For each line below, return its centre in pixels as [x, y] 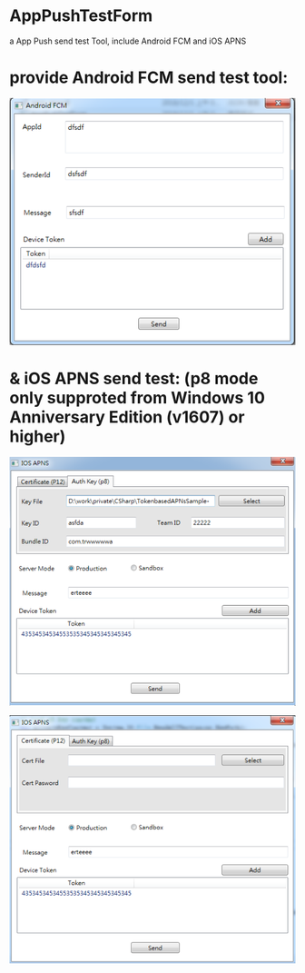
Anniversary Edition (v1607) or [127, 417]
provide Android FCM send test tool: [149, 78]
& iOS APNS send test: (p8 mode [134, 378]
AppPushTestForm [81, 16]
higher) [38, 436]
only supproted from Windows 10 [138, 397]
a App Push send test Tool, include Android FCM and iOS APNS [128, 41]
